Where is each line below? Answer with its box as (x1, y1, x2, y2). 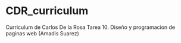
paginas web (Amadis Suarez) (5, 29, 80, 37)
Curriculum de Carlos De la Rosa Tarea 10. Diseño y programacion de (5, 24, 176, 31)
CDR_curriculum (5, 4, 89, 18)
